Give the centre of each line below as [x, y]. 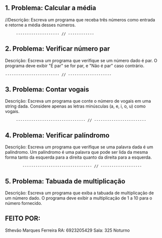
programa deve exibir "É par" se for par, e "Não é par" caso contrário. [75, 66]
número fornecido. [24, 203]
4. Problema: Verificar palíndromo [57, 135]
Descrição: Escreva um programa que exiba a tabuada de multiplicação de [80, 193]
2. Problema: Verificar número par [57, 49]
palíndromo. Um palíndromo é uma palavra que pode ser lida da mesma [76, 152]
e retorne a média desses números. [40, 25]
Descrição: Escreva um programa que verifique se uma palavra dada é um [79, 147]
